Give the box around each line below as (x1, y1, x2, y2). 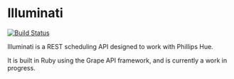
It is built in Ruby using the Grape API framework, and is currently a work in (7, 56, 228, 65)
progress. (7, 63, 36, 72)
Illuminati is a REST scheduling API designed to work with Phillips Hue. (7, 42, 213, 51)
